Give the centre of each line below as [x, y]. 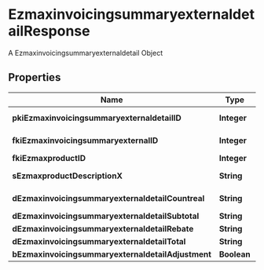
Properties [35, 77]
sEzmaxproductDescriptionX [68, 176]
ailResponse [49, 31]
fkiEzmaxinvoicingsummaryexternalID [85, 140]
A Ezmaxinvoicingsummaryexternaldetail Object [86, 53]
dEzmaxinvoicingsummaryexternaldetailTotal [99, 241]
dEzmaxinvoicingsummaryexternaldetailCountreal [108, 198]
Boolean [235, 254]
